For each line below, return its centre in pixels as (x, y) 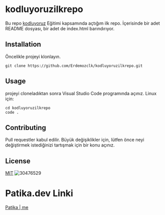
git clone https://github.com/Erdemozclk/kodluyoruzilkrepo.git (74, 66)
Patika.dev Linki (39, 194)
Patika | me (17, 207)
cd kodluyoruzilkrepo (28, 108)
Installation (23, 45)
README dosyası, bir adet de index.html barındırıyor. (60, 28)
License (18, 161)
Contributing (26, 128)
